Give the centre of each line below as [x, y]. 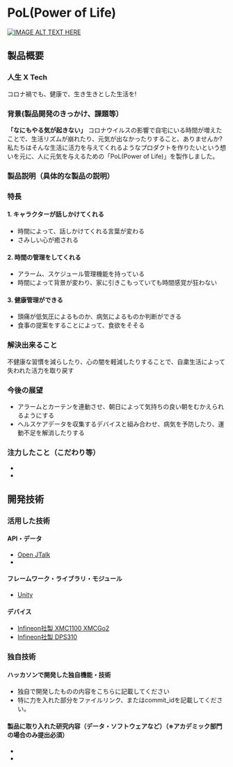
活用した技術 [29, 520]
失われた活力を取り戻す [41, 370]
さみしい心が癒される [48, 240]
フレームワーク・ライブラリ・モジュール [65, 579]
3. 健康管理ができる [35, 300]
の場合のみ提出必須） [38, 735]
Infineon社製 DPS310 [47, 637]
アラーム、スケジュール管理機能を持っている [81, 274]
